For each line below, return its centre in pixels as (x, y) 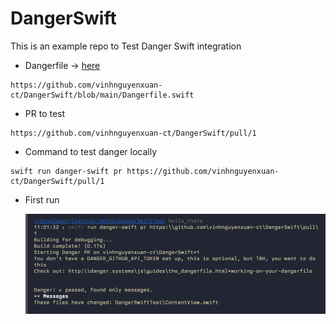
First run (42, 199)
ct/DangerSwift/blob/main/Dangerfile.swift (102, 95)
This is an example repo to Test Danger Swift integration (126, 46)
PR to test (45, 113)
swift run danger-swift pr (66, 171)
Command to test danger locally (91, 151)
